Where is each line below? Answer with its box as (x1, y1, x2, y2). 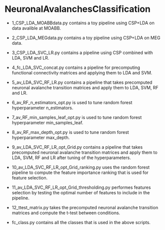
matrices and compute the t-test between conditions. (11, 210, 121, 216)
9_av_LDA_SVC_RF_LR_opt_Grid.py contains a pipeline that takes (11, 144, 143, 150)
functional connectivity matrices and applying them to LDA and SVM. (11, 69, 153, 75)
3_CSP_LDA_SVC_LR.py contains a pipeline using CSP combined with (11, 50, 153, 56)
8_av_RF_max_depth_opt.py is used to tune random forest (11, 129, 129, 135)
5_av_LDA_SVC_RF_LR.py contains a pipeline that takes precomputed (11, 79, 153, 85)
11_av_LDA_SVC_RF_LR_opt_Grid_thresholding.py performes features (11, 184, 151, 190)
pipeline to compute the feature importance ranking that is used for (11, 170, 149, 175)
